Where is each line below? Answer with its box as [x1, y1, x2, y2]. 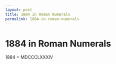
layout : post [5, 7, 32, 12]
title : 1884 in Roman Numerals [5, 12, 70, 17]
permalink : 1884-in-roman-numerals [5, 16, 79, 21]
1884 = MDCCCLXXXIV [5, 54, 53, 60]
